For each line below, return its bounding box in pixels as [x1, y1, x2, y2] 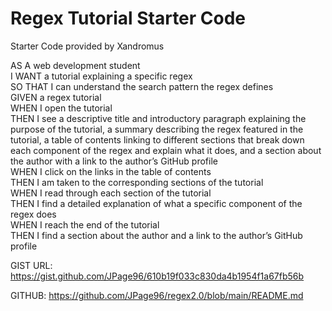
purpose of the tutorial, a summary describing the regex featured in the [10, 123, 304, 135]
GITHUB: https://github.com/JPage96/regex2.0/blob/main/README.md [10, 289, 304, 301]
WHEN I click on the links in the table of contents [10, 165, 212, 177]
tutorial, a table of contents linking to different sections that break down [10, 133, 305, 146]
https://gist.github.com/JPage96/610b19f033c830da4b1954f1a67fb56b [10, 270, 305, 282]
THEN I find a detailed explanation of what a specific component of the [10, 197, 303, 209]
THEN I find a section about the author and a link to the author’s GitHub [10, 229, 303, 241]
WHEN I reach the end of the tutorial [10, 218, 160, 231]
